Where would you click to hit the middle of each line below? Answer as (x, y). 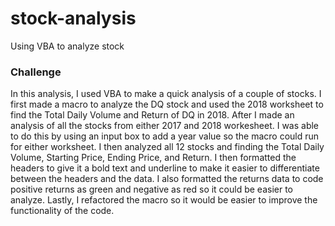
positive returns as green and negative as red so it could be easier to (152, 189)
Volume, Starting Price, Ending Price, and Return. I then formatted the (153, 158)
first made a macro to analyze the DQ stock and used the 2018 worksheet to (167, 104)
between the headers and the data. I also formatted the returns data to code (167, 179)
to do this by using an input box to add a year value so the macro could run (165, 136)
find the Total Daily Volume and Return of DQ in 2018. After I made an (152, 115)
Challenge (36, 72)
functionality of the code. (62, 211)
